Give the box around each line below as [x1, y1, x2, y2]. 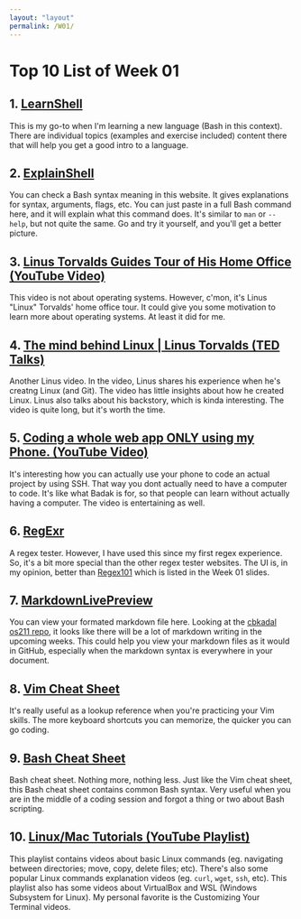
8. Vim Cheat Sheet [9, 681, 120, 696]
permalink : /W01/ [9, 22, 75, 31]
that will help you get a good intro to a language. [9, 139, 189, 150]
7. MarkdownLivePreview [9, 592, 153, 608]
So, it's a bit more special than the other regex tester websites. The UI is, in [9, 557, 288, 568]
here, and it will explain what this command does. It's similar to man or [9, 209, 267, 219]
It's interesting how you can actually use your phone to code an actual [9, 469, 270, 479]
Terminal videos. [9, 901, 71, 912]
